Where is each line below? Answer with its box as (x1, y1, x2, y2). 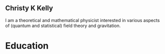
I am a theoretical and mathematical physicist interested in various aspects (5, 17, 160, 23)
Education (5, 40, 49, 51)
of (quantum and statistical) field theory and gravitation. (5, 22, 121, 28)
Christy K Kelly (5, 4, 53, 12)
